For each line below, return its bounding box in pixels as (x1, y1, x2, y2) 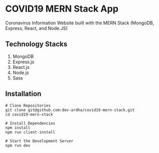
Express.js (12, 59, 34, 65)
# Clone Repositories (5, 103, 51, 108)
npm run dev (5, 143, 30, 148)
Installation (5, 90, 42, 98)
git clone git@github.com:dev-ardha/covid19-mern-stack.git (5, 107, 135, 112)
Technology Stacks (5, 40, 67, 49)
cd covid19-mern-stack (5, 112, 53, 117)
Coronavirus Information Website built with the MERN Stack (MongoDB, (5, 20, 154, 26)
